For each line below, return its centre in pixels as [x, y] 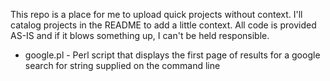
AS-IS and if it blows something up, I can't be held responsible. [140, 35]
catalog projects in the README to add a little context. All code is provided [163, 25]
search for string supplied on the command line [122, 65]
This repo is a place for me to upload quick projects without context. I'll [156, 14]
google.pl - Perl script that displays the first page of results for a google [172, 55]
